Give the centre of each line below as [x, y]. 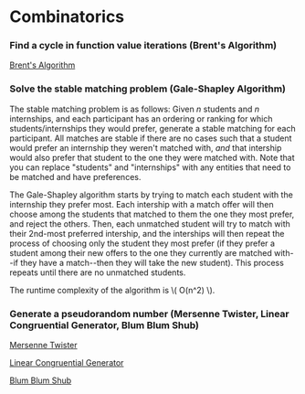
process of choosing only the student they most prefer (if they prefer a [142, 243]
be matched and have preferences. [75, 176]
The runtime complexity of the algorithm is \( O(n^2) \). [112, 290]
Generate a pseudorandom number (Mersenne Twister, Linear [149, 314]
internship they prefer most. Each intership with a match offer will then [142, 204]
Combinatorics [67, 17]
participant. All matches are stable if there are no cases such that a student [151, 138]
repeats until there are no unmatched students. [98, 272]
